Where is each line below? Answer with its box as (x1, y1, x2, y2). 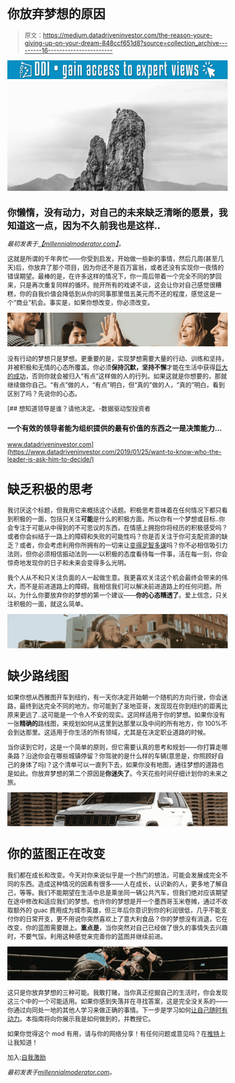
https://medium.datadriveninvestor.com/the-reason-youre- (43, 31, 213, 39)
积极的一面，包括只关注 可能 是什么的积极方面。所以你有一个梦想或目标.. (13, 515, 220, 523)
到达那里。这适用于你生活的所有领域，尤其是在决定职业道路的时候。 (13, 728, 210, 736)
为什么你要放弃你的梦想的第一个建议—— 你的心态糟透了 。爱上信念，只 (19, 591, 222, 599)
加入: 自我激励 (7, 1053, 47, 1062)
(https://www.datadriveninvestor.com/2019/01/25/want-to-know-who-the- (7, 447, 222, 456)
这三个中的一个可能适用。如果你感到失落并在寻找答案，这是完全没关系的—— (7, 997, 228, 1006)
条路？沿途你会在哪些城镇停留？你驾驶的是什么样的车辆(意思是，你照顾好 (7, 751, 218, 760)
